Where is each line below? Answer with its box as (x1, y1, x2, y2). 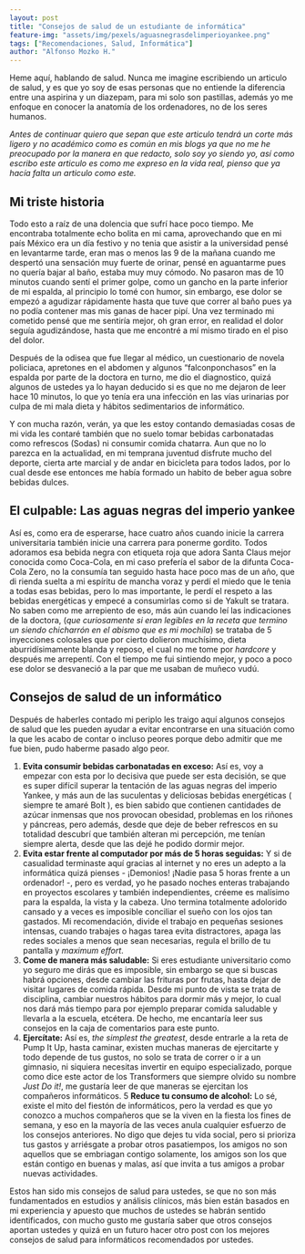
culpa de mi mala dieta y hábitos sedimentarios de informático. (9, 401, 246, 412)
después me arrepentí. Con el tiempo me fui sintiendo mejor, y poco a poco (9, 653, 293, 664)
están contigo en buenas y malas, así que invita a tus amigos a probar (22, 1158, 285, 1169)
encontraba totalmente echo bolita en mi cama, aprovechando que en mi (9, 227, 282, 238)
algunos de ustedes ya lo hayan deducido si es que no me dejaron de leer (9, 381, 287, 392)
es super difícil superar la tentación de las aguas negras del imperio (22, 779, 278, 790)
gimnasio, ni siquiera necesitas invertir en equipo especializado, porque (22, 1061, 292, 1072)
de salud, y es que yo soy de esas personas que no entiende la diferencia (9, 82, 286, 93)
